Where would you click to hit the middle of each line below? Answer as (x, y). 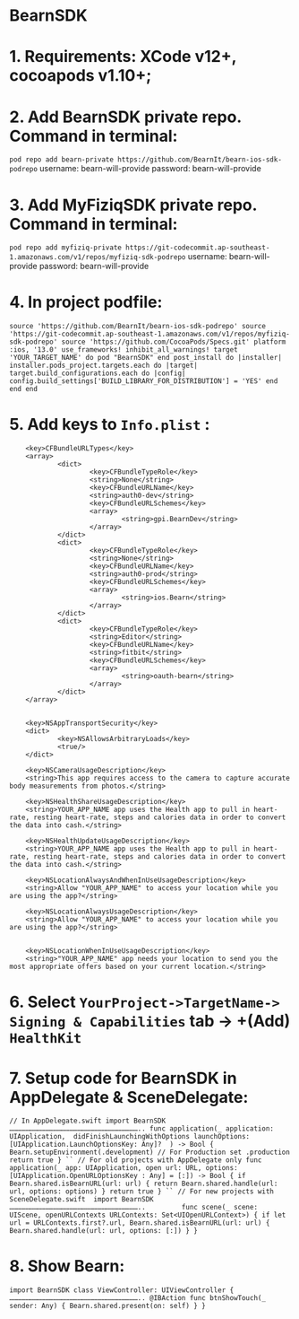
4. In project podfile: (86, 302)
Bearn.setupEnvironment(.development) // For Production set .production (150, 1153)
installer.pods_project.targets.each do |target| (104, 366)
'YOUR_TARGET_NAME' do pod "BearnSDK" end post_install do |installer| (145, 358)
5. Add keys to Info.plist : (110, 425)
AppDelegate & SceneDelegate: (129, 1097)
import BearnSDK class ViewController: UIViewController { (122, 1290)
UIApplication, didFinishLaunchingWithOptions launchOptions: (130, 1137)
